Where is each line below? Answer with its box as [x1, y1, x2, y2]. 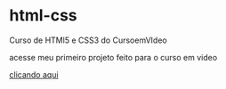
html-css [9, 5, 77, 26]
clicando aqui [9, 69, 60, 80]
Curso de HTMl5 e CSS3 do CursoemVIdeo [9, 35, 167, 45]
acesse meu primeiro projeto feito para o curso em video [9, 52, 218, 62]
